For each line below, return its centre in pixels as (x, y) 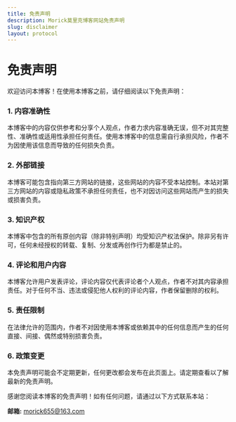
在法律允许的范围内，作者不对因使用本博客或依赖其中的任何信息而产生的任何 (118, 327)
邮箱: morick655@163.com (46, 411)
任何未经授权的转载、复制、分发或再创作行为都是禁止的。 (103, 245)
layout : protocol (33, 33)
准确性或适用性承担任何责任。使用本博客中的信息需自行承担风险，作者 (121, 136)
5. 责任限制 (26, 310)
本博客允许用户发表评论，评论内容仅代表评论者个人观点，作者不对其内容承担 (118, 281)
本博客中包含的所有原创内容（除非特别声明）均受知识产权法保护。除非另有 (115, 236)
